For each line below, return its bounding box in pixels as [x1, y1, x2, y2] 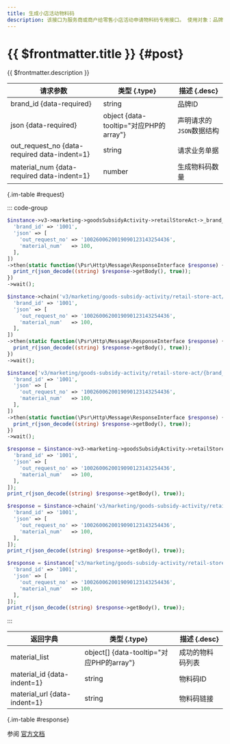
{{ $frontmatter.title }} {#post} [7, 46, 184, 62]
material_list [10, 653, 49, 662]
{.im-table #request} [7, 190, 65, 199]
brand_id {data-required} [10, 99, 92, 108]
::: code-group [7, 204, 48, 212]
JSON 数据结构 [177, 126, 220, 136]
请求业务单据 [177, 146, 219, 155]
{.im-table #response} [7, 715, 70, 724]
